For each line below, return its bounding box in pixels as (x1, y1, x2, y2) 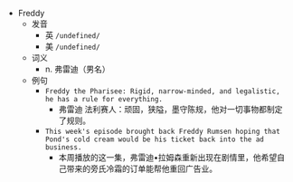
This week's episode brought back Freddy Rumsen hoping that (44, 127, 280, 136)
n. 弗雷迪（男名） (44, 63, 110, 74)
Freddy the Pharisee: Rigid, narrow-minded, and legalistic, (44, 87, 280, 96)
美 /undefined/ (44, 41, 101, 52)
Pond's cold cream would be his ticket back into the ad (44, 135, 264, 144)
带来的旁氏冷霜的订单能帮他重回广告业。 (66, 163, 218, 174)
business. (44, 143, 82, 152)
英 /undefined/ (44, 30, 101, 40)
